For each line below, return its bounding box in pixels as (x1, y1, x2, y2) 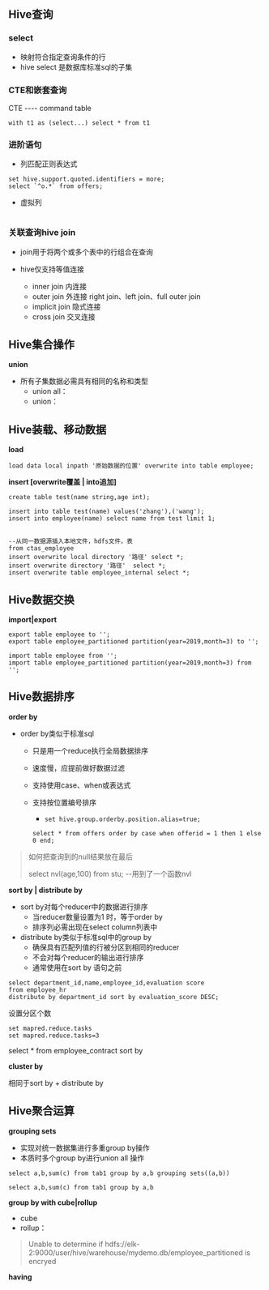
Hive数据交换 (8, 592, 75, 606)
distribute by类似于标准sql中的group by (19, 932, 152, 942)
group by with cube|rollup (8, 1198, 98, 1207)
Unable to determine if (28, 1239, 104, 1249)
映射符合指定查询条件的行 (19, 52, 106, 62)
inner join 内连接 (32, 281, 88, 291)
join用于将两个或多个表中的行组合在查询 (19, 246, 154, 257)
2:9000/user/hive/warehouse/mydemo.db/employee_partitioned (28, 1247, 243, 1258)
